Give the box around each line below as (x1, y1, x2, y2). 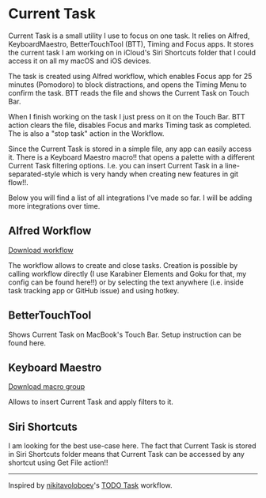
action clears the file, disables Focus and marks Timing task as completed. (8, 120, 252, 130)
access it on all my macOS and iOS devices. (8, 56, 152, 66)
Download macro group (8, 382, 85, 391)
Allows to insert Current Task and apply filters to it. (8, 397, 174, 407)
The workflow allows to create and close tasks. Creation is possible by (8, 260, 238, 270)
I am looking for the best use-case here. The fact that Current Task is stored (8, 441, 256, 451)
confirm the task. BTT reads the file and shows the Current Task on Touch (8, 88, 249, 97)
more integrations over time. (8, 201, 101, 210)
